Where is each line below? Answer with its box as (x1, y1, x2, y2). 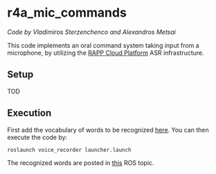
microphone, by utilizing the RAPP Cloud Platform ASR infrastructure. (7, 49, 204, 57)
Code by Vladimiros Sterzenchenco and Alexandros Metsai (7, 28, 177, 36)
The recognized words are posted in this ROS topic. (7, 158, 154, 167)
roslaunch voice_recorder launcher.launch (7, 146, 132, 153)
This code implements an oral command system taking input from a (7, 41, 199, 49)
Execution (7, 107, 52, 119)
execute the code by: (7, 133, 68, 141)
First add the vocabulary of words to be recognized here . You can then (7, 125, 209, 134)
